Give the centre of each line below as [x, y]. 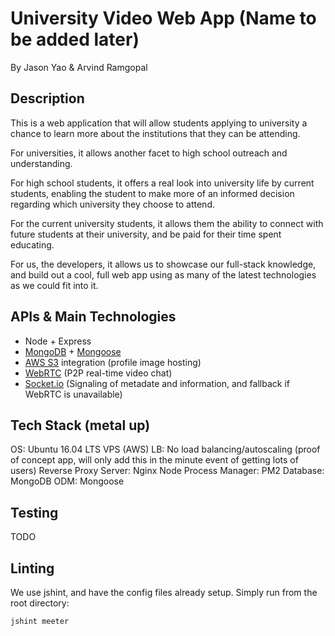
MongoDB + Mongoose [73, 351]
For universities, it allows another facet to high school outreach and [149, 153]
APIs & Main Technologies [93, 317]
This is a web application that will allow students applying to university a [159, 123]
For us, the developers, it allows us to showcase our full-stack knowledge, [163, 264]
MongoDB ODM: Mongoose [67, 481]
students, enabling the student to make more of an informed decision [152, 193]
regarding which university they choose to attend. [112, 204]
